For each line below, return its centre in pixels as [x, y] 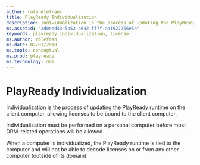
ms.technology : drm [30, 61]
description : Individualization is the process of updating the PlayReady [101, 23]
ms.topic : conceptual [33, 51]
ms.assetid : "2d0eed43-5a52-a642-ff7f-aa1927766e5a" [73, 28]
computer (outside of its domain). [47, 156]
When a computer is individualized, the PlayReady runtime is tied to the [93, 143]
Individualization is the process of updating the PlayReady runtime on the [96, 107]
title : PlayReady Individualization [51, 17]
